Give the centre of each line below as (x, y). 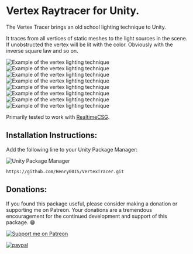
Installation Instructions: (52, 135)
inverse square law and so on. (42, 50)
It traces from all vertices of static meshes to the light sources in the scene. (97, 38)
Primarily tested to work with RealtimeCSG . (58, 117)
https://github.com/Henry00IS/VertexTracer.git (65, 171)
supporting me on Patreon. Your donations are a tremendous (79, 210)
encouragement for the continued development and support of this (87, 216)
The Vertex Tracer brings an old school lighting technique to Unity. (86, 27)
